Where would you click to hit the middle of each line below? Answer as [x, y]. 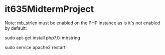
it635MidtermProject [49, 9]
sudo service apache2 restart [35, 47]
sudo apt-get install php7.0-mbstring [43, 38]
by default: [16, 28]
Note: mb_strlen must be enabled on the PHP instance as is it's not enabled [82, 23]
